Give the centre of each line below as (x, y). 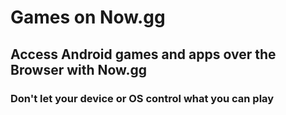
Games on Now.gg (88, 17)
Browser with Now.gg (78, 69)
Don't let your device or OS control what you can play (142, 98)
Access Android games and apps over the (143, 54)
